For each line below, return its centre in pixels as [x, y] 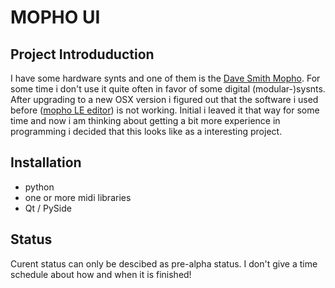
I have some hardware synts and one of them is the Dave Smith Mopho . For [165, 78]
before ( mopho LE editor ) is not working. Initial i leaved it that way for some [165, 110]
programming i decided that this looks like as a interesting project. [146, 131]
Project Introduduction [82, 54]
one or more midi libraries [78, 197]
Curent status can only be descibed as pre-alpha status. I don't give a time [164, 263]
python [39, 187]
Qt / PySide [48, 208]
